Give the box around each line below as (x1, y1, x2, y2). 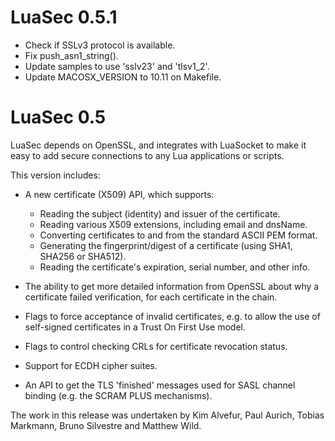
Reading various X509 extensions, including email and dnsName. (39, 218, 308, 230)
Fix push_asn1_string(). (24, 49, 119, 61)
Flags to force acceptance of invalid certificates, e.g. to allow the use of (24, 310, 321, 322)
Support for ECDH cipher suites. (24, 359, 158, 371)
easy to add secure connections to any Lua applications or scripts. (10, 149, 285, 161)
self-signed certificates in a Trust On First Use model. (24, 321, 246, 333)
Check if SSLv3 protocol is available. (24, 39, 176, 51)
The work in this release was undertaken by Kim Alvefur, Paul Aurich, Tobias (10, 409, 325, 421)
